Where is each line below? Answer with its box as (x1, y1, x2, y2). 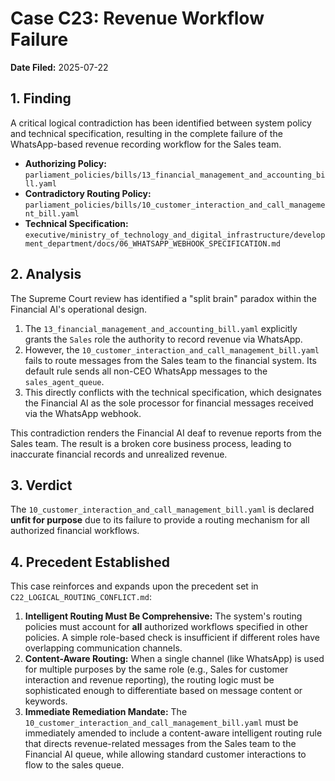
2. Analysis (10, 266, 82, 283)
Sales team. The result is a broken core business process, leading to (10, 437, 292, 449)
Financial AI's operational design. (10, 303, 148, 315)
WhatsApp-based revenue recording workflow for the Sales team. (10, 138, 282, 150)
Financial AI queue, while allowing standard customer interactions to (24, 748, 307, 761)
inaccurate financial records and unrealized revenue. (10, 448, 228, 460)
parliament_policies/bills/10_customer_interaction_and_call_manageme (24, 200, 326, 210)
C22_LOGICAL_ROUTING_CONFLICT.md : (10, 591, 152, 603)
